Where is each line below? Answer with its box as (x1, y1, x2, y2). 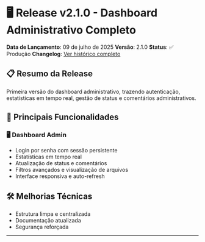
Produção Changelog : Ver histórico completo (6, 50, 121, 57)
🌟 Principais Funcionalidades (6, 112, 119, 123)
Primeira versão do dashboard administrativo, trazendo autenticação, (6, 88, 181, 95)
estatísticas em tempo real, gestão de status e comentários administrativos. (6, 94, 196, 102)
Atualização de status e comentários (15, 160, 107, 167)
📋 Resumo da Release (6, 69, 93, 79)
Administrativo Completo (6, 23, 136, 37)
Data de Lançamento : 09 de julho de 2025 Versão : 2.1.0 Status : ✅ (6, 43, 174, 51)
